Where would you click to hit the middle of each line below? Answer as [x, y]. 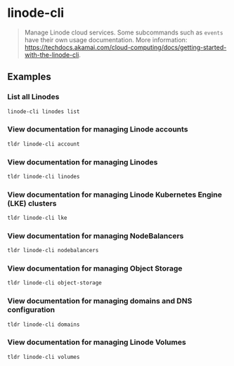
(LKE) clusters [32, 203]
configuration [31, 310]
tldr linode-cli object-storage [54, 283]
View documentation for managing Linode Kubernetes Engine [115, 195]
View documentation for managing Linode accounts [98, 129]
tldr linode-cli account [44, 144]
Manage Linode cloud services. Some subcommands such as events [124, 32]
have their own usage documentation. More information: [106, 39]
